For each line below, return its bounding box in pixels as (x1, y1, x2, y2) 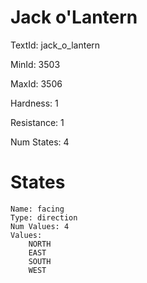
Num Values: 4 (10, 221, 70, 231)
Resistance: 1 (10, 116, 65, 128)
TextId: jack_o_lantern (10, 39, 101, 51)
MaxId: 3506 (10, 77, 63, 90)
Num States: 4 (10, 136, 70, 148)
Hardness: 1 (10, 97, 59, 109)
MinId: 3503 (10, 58, 61, 70)
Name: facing (10, 204, 65, 214)
